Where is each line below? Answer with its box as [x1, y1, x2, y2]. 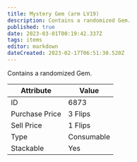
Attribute [20, 85, 52, 95]
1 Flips [68, 120, 90, 130]
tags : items [7, 37, 42, 44]
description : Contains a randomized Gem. [7, 17, 131, 24]
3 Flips [68, 108, 90, 118]
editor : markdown [7, 43, 59, 50]
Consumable [68, 132, 111, 142]
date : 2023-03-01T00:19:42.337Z [7, 30, 102, 37]
